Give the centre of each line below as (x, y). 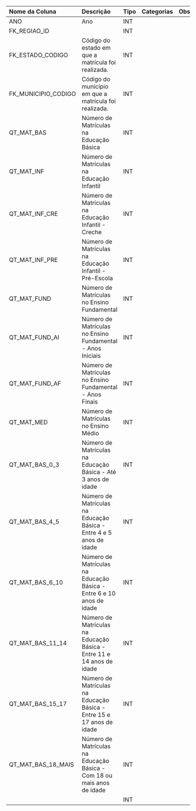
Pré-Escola (97, 278)
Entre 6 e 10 (99, 593)
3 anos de (95, 479)
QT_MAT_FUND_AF (35, 384)
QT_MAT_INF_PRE (34, 260)
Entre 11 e (96, 654)
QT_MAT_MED (29, 422)
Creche (92, 232)
